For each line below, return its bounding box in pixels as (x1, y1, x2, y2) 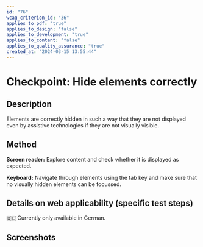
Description (6, 99, 52, 110)
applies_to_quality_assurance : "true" (6, 43, 105, 49)
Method (6, 140, 37, 150)
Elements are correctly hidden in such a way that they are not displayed (6, 115, 187, 123)
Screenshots (6, 232, 56, 243)
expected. (6, 162, 32, 170)
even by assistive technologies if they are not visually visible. (6, 121, 160, 129)
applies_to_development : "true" (6, 32, 88, 38)
